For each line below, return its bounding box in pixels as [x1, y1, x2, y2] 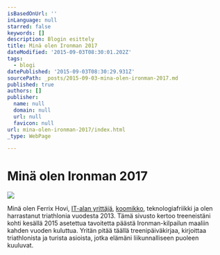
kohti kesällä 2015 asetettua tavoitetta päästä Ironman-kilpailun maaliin [7, 219, 210, 227]
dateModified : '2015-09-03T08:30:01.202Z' [7, 49, 132, 56]
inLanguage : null [7, 17, 58, 24]
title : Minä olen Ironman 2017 [7, 42, 98, 49]
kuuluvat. [7, 241, 34, 249]
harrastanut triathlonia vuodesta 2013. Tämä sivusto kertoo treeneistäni [7, 212, 211, 220]
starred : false [7, 23, 51, 30]
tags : [7, 55, 23, 62]
